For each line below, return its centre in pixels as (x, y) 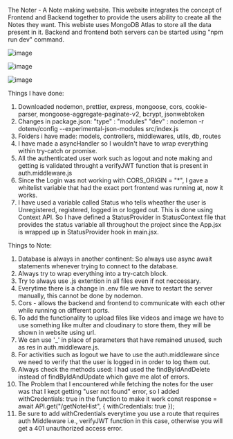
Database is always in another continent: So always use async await (115, 259)
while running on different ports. (64, 310)
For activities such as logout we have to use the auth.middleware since (119, 354)
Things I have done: (36, 93)
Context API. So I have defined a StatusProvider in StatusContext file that (122, 217)
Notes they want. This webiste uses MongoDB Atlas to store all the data (110, 25)
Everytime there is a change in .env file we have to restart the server (115, 288)
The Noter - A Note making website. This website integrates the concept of (115, 10)
